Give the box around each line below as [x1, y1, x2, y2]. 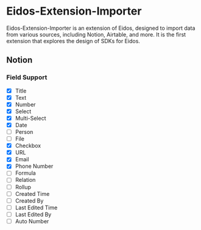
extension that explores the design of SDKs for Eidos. [6, 37, 140, 44]
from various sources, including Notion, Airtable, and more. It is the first [6, 30, 186, 38]
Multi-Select [15, 114, 46, 122]
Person [15, 128, 33, 135]
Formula [15, 169, 37, 177]
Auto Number [15, 217, 49, 225]
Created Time [15, 190, 50, 197]
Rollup [15, 183, 32, 190]
